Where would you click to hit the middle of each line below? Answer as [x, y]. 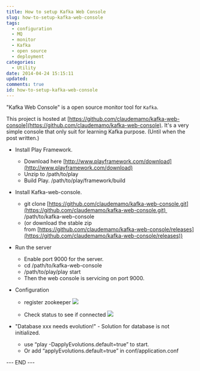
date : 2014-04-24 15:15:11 [40, 73]
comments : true [25, 85]
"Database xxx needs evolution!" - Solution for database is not [92, 326]
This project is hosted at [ [38, 118]
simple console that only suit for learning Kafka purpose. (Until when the [96, 131]
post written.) [23, 138]
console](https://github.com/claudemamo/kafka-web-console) [84, 125]
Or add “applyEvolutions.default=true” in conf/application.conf [101, 351]
